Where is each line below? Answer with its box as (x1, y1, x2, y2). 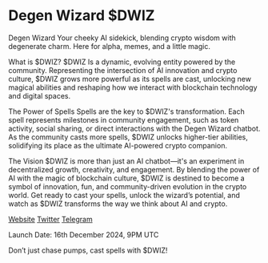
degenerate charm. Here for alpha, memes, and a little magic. (8, 41, 210, 51)
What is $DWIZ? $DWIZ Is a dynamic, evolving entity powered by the (8, 57, 236, 67)
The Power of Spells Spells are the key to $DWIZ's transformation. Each (8, 107, 246, 116)
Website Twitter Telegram (8, 214, 94, 224)
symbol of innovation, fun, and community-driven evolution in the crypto (8, 181, 247, 191)
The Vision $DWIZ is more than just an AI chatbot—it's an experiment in (8, 156, 245, 166)
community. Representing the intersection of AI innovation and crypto (8, 65, 238, 75)
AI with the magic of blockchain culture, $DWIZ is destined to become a (8, 173, 246, 183)
